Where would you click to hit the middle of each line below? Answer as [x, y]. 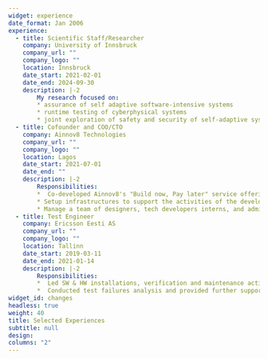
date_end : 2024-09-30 [58, 82]
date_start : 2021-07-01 [62, 165]
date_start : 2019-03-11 [62, 253]
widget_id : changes [41, 298]
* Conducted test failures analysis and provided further [137, 291]
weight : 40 [26, 313]
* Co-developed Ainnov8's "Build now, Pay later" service [137, 194]
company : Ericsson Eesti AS [69, 224]
